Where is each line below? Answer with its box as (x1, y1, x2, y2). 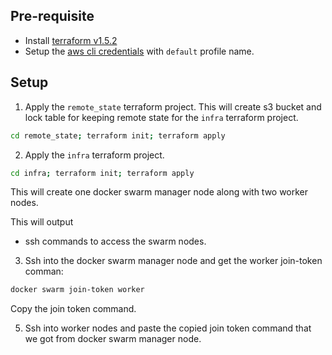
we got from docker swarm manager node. (24, 333, 202, 345)
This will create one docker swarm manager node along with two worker (10, 186, 309, 198)
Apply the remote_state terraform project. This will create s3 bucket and (24, 100, 322, 113)
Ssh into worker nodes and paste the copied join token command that (24, 322, 312, 334)
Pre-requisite (10, 8, 95, 25)
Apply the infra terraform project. (24, 149, 165, 161)
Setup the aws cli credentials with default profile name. (24, 45, 255, 57)
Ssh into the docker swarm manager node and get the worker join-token (24, 255, 323, 267)
